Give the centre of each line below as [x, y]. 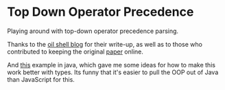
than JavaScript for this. [41, 79]
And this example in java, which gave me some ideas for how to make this [111, 65]
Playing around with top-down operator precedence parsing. [93, 31]
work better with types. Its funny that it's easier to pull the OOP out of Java [113, 72]
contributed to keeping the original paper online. [75, 52]
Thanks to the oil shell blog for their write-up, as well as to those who [105, 44]
